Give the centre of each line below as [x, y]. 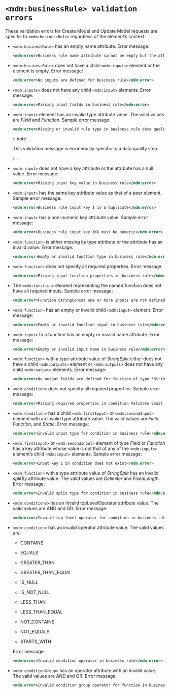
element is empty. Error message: [48, 71]
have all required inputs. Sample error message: [63, 291]
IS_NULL [29, 582]
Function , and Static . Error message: [51, 424]
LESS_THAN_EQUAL [41, 612]
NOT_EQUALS [35, 631]
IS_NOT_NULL [35, 592]
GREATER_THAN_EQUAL [46, 572]
